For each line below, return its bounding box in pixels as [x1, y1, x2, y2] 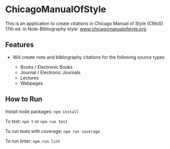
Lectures [20, 75, 39, 81]
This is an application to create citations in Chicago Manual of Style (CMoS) [5, 20, 163, 26]
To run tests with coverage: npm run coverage [5, 128, 100, 134]
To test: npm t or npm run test [5, 118, 68, 124]
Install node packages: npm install [5, 108, 79, 114]
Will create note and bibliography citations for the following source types [12, 54, 165, 60]
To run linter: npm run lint [5, 138, 60, 144]
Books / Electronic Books [20, 64, 73, 70]
